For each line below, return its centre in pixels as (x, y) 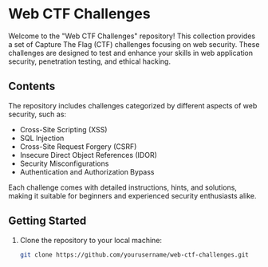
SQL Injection (42, 138)
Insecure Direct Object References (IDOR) (88, 155)
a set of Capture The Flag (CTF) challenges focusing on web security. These (134, 44)
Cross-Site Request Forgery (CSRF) (78, 146)
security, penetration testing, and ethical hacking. (90, 61)
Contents (32, 86)
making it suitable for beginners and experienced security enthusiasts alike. (132, 195)
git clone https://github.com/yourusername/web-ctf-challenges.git (134, 255)
